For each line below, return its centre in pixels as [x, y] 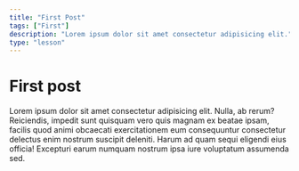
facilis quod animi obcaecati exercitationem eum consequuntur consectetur [148, 130]
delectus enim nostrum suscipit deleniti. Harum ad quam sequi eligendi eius [148, 140]
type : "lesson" [37, 42]
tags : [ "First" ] [39, 26]
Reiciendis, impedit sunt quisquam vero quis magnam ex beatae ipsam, [139, 120]
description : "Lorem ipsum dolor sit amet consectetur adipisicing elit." [151, 34]
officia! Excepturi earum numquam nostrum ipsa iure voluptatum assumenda [149, 149]
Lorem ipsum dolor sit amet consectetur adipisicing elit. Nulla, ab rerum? [142, 111]
